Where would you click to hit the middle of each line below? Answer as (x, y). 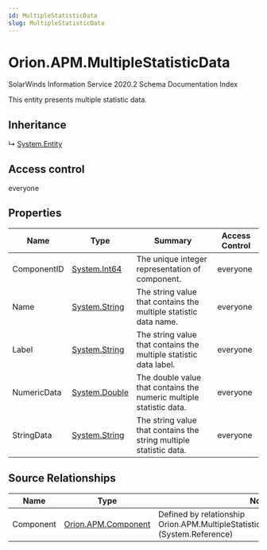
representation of (168, 269)
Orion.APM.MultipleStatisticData (119, 62)
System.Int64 (97, 269)
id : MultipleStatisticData (53, 16)
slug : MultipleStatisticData (56, 23)
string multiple (163, 440)
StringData (32, 435)
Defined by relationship (201, 514)
